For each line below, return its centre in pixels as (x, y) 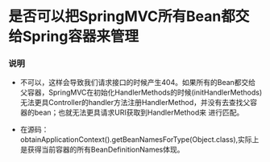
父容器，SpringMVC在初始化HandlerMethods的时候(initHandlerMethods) (141, 92)
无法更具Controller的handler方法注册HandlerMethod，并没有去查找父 (135, 103)
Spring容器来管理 (81, 36)
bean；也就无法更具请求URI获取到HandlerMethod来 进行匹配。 (139, 112)
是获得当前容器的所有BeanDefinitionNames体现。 (102, 150)
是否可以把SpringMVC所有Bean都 (122, 16)
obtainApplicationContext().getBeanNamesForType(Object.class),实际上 (139, 140)
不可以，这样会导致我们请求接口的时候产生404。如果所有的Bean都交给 (138, 83)
